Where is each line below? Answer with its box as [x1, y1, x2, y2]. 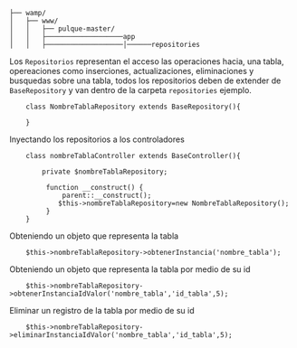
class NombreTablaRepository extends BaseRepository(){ [25, 102, 242, 111]
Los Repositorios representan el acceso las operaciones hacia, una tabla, [9, 56, 284, 67]
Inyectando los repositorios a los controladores [9, 134, 186, 145]
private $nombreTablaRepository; [42, 167, 168, 176]
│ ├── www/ [9, 16, 59, 25]
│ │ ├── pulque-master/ [9, 24, 116, 33]
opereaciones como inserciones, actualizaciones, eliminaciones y [9, 66, 254, 76]
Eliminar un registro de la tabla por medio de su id [9, 306, 195, 315]
